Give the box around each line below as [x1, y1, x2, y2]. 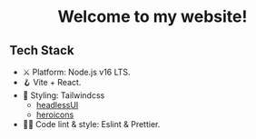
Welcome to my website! [57, 6, 248, 27]
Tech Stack [9, 43, 74, 58]
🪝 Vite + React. [22, 77, 82, 87]
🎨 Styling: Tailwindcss [22, 90, 105, 101]
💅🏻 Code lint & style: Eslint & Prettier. [22, 119, 161, 129]
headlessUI [35, 100, 79, 110]
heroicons [35, 109, 74, 120]
